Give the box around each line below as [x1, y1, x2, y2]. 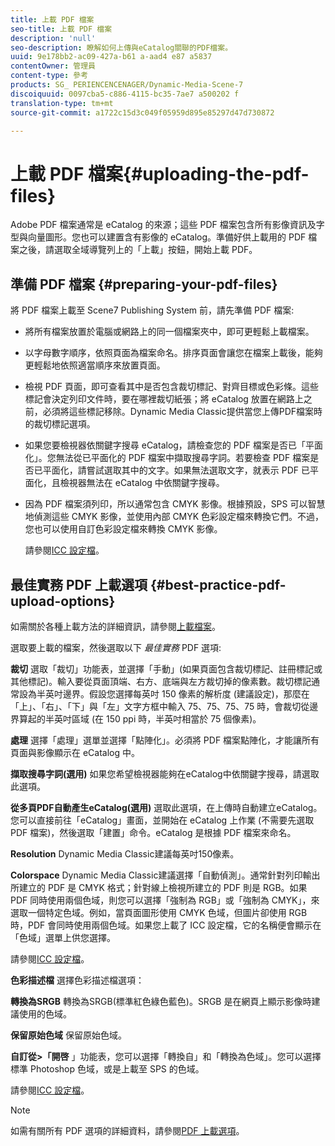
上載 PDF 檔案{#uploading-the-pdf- [10, 162, 310, 185]
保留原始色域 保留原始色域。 [10, 1029, 127, 1041]
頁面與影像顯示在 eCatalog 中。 [10, 746, 141, 758]
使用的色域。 [18, 1007, 72, 1020]
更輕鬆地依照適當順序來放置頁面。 [24, 359, 166, 371]
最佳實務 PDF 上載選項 [10, 576, 148, 593]
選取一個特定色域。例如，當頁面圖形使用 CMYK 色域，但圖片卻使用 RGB [10, 906, 308, 918]
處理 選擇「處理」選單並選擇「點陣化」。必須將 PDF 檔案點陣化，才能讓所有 [10, 734, 320, 746]
